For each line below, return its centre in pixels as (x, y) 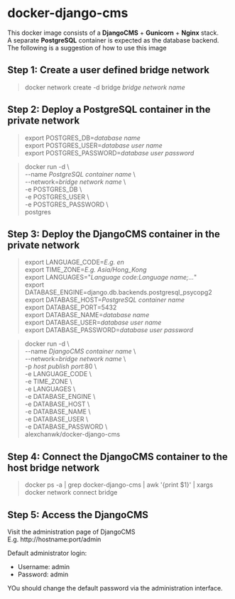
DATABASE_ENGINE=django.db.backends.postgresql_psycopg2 (118, 292)
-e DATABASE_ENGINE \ (60, 397)
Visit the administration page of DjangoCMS (71, 532)
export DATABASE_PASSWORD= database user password (109, 330)
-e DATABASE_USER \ (56, 419)
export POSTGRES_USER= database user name (94, 145)
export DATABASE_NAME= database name (87, 315)
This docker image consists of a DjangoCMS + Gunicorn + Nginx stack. (113, 33)
